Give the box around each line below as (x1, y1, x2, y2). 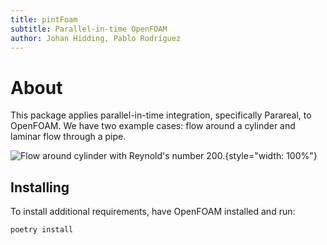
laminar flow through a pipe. (10, 131, 127, 143)
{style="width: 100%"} (224, 150, 318, 162)
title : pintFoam (10, 14, 78, 25)
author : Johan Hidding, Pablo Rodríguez (10, 33, 182, 43)
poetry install (10, 225, 74, 235)
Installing (10, 179, 70, 196)
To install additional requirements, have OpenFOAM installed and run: (10, 206, 296, 218)
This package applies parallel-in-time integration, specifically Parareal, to (10, 109, 312, 121)
